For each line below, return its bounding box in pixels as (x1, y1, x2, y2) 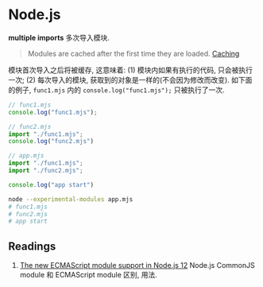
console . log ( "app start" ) (8, 180, 94, 188)
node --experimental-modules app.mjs (8, 195, 133, 204)
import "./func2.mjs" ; (8, 167, 83, 175)
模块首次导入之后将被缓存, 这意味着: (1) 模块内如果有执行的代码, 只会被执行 (8, 65, 253, 75)
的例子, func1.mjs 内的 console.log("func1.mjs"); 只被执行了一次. (8, 85, 225, 95)
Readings (8, 239, 56, 253)
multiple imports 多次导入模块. (8, 33, 110, 42)
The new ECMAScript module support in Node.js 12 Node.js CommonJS (19, 261, 256, 270)
